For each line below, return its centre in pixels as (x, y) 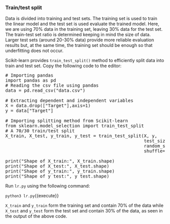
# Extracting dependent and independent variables (69, 101)
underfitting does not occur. (34, 51)
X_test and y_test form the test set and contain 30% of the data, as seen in (84, 211)
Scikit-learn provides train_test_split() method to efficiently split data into (85, 61)
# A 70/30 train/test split (40, 131)
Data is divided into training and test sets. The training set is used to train (81, 19)
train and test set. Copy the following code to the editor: (63, 66)
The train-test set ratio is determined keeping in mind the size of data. (78, 35)
